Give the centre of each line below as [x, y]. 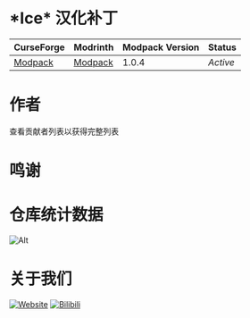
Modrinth [94, 47]
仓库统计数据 [57, 215]
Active [221, 62]
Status [222, 47]
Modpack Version [161, 47]
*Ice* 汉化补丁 [64, 18]
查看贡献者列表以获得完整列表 [64, 131]
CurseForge [39, 47]
